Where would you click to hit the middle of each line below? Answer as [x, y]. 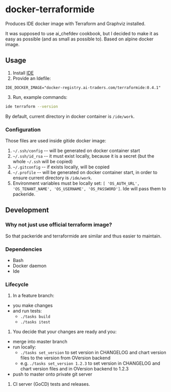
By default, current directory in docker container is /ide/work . [70, 116]
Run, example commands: [40, 97]
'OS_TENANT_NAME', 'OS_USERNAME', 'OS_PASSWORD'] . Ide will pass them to [89, 188]
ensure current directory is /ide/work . [52, 178]
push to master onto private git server [52, 374]
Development [27, 210]
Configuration [23, 129]
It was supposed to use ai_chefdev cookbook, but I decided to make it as [82, 33]
